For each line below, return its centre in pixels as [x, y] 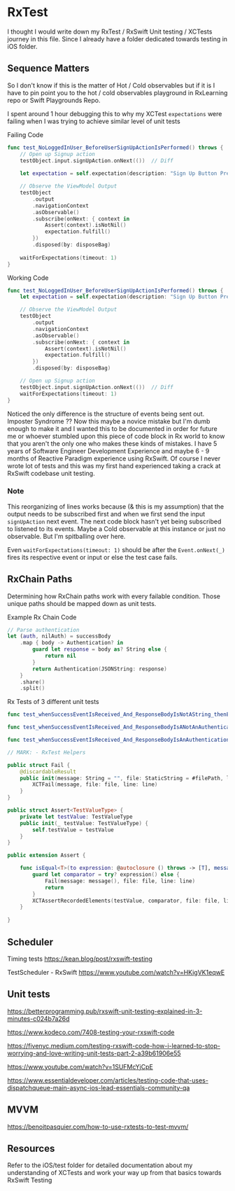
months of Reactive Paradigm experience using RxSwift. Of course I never [114, 458]
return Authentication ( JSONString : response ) [100, 669]
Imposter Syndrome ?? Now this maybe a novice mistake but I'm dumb [109, 421]
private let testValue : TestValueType [76, 817]
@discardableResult [48, 771]
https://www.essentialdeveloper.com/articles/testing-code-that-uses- [108, 1080]
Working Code [28, 278]
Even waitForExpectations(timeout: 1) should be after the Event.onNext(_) [116, 549]
